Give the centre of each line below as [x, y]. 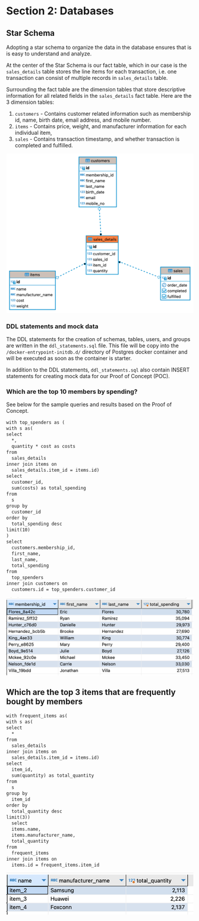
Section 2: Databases [60, 11]
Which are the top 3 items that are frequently [91, 692]
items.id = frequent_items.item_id [56, 865]
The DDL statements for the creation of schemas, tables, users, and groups [98, 339]
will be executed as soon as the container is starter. [69, 358]
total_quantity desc [37, 812]
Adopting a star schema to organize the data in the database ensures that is [99, 47]
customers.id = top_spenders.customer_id [64, 590]
